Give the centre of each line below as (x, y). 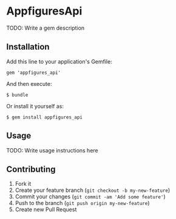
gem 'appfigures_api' (34, 73)
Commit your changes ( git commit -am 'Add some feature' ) (90, 197)
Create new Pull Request (46, 209)
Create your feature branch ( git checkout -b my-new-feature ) (93, 190)
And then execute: (29, 83)
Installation (28, 47)
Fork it (23, 184)
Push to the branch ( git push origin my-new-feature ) (82, 203)
